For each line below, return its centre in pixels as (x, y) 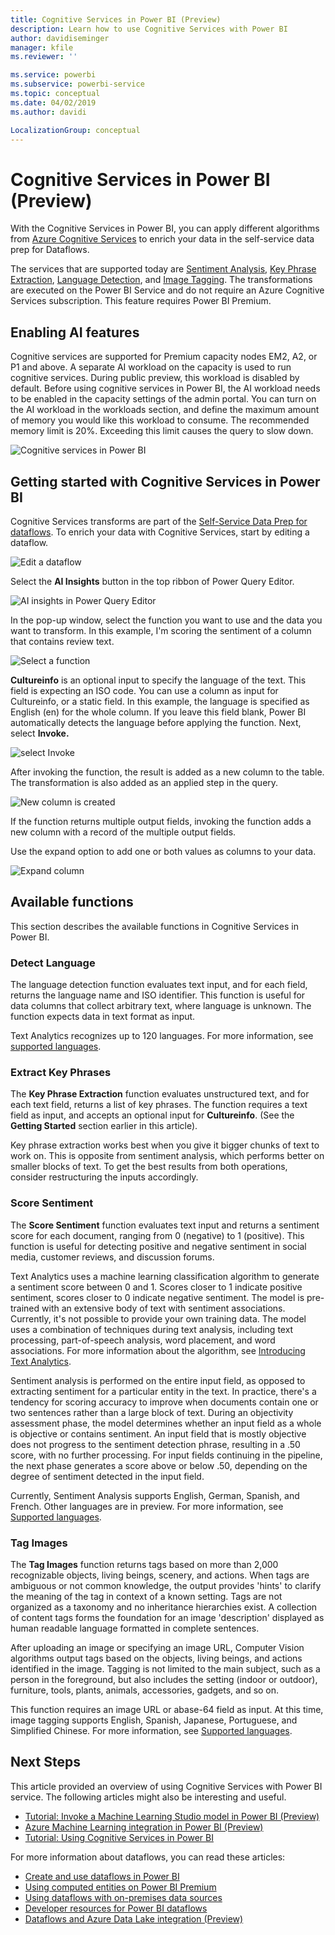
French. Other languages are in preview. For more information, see (147, 1506)
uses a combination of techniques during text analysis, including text (152, 1329)
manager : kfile (42, 47)
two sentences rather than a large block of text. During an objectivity (152, 1412)
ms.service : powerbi (53, 75)
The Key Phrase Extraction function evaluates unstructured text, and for (160, 1094)
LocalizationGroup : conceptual (75, 130)
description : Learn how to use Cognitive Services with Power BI (149, 29)
